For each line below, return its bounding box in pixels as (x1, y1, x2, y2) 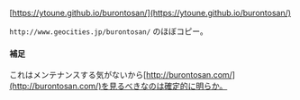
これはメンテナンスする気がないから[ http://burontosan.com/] (9, 70, 236, 80)
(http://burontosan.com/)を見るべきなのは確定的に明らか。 (9, 80, 228, 92)
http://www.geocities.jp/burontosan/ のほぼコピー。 (9, 26, 209, 37)
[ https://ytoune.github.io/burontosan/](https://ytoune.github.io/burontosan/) (9, 8, 291, 18)
